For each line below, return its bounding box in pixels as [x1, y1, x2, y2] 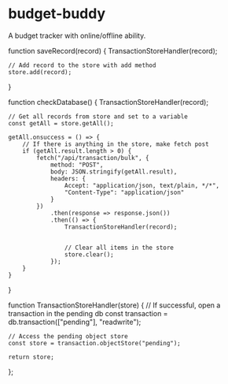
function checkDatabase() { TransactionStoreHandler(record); [8, 97, 209, 106]
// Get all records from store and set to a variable [8, 112, 189, 121]
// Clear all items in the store [64, 244, 175, 252]
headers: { [50, 174, 86, 182]
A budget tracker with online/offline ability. [8, 31, 146, 40]
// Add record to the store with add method [8, 61, 156, 69]
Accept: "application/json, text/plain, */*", [64, 181, 220, 189]
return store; [8, 352, 55, 361]
